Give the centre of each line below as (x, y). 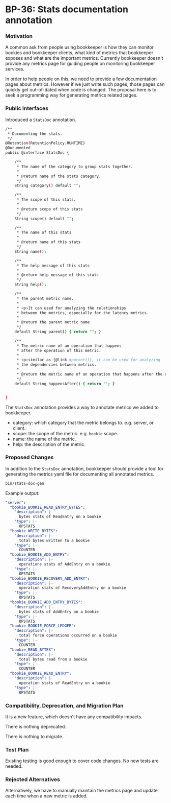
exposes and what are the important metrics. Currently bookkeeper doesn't (84, 58)
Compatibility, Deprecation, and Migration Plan (64, 705)
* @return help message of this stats (58, 275)
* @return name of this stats (49, 242)
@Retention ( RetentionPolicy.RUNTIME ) (45, 143)
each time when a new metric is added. (47, 796)
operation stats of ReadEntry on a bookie (64, 683)
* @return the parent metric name (53, 322)
